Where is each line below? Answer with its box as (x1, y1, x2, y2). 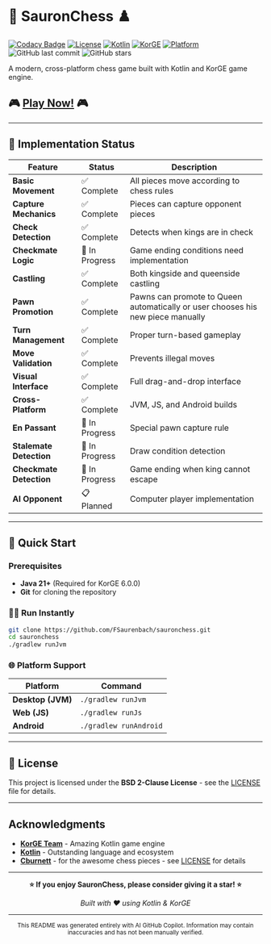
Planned (81, 500, 113, 512)
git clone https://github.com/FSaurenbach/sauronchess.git (8, 625, 211, 634)
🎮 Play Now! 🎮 (8, 97, 89, 111)
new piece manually (129, 311, 206, 322)
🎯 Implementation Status (8, 137, 135, 151)
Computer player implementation (129, 494, 255, 505)
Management (12, 334, 65, 345)
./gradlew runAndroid (79, 721, 163, 731)
